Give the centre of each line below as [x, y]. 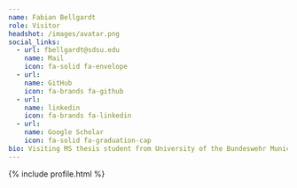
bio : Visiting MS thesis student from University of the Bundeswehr [137, 148]
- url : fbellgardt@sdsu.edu [68, 50]
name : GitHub [48, 83]
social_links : [35, 42]
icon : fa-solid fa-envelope [76, 67]
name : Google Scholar [64, 132]
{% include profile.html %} [57, 174]
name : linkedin [52, 108]
